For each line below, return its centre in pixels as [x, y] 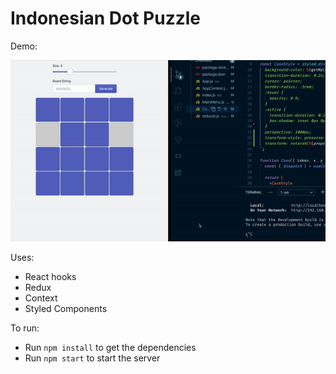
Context [41, 298]
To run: [25, 328]
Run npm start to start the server [92, 358]
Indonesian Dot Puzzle [106, 18]
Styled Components [66, 308]
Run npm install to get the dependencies [110, 347]
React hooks [50, 276]
